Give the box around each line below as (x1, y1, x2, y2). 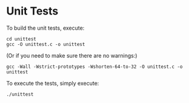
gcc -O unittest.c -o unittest (6, 41, 85, 47)
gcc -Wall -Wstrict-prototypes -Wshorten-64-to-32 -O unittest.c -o (6, 64, 183, 70)
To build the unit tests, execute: (6, 24, 85, 32)
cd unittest (6, 36, 36, 42)
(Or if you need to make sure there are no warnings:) (6, 51, 138, 59)
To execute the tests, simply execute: (6, 79, 99, 87)
